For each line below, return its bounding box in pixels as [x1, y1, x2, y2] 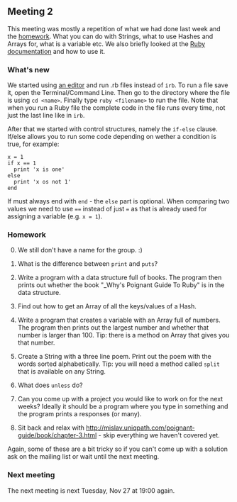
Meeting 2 [7, 6, 53, 18]
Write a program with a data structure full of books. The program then [17, 273, 222, 282]
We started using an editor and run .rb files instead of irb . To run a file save [7, 81, 228, 89]
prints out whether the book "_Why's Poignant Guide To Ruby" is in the [17, 281, 225, 289]
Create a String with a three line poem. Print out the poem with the [17, 352, 211, 361]
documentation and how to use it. [7, 47, 106, 55]
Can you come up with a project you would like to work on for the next [17, 395, 224, 403]
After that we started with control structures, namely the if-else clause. [7, 125, 218, 133]
